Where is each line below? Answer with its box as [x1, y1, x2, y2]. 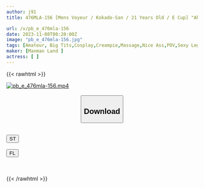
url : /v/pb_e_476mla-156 [6, 25, 69, 32]
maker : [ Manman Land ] [6, 48, 64, 55]
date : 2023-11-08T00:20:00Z [6, 31, 78, 37]
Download [84, 107, 120, 116]
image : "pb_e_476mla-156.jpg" [6, 37, 83, 43]
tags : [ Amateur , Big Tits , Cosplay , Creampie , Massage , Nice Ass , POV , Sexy [6, 42, 189, 49]
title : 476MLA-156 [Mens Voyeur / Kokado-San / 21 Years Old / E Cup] [6, 15, 189, 21]
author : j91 [6, 8, 36, 15]
